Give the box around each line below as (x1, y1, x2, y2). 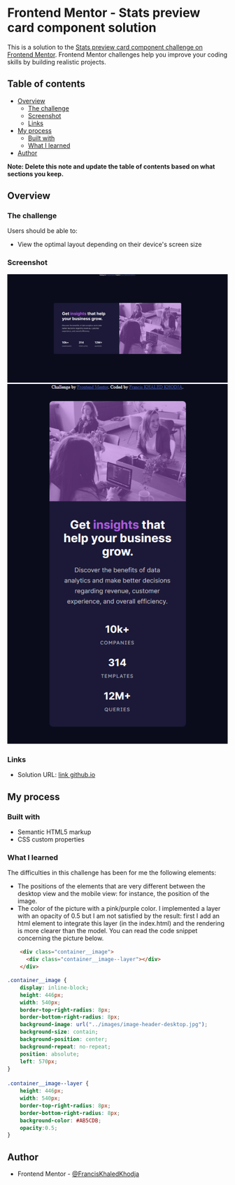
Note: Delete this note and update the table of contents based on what (7, 162, 215, 171)
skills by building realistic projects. (7, 57, 106, 66)
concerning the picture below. (17, 934, 104, 942)
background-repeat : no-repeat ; (20, 1043, 111, 1050)
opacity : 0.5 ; (20, 1124, 58, 1131)
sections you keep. (7, 169, 64, 178)
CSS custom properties (17, 835, 85, 844)
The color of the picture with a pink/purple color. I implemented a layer (17, 904, 221, 913)
